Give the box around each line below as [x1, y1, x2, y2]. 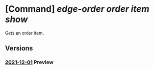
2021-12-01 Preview [5, 59, 54, 66]
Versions [5, 44, 33, 52]
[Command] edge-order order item [5, 3, 150, 15]
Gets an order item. [5, 30, 44, 36]
